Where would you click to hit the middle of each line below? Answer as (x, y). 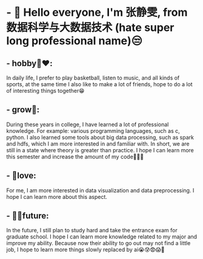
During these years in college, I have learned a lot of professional (88, 124)
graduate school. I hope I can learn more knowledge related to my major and (102, 237)
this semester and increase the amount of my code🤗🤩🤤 (75, 156)
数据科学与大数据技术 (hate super (90, 28)
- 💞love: (21, 176)
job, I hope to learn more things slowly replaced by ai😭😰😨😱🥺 (85, 250)
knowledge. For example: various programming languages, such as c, (93, 130)
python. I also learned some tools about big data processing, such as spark (100, 137)
